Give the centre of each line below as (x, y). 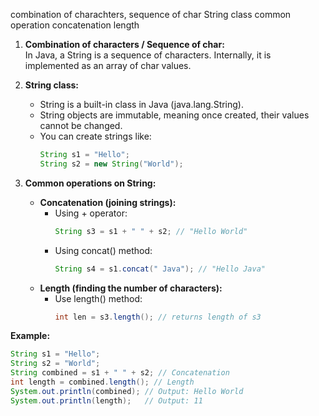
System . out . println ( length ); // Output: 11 (106, 400)
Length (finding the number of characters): (131, 288)
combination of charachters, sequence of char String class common (151, 14)
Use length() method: (98, 298)
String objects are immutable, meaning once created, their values (174, 115)
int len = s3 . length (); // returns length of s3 (158, 317)
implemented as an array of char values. (108, 65)
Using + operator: (91, 213)
